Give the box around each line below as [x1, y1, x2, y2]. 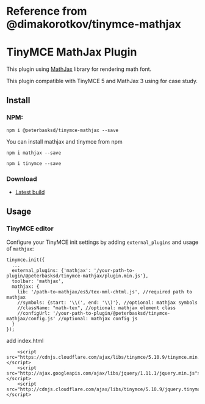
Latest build [15, 188, 45, 196]
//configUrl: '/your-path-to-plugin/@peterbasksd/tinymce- [17, 310, 171, 316]
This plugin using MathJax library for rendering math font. [6, 65, 152, 73]
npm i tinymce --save [6, 160, 62, 166]
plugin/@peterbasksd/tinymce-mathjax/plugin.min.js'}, [6, 273, 149, 279]
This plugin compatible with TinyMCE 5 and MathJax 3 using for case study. [6, 78, 198, 85]
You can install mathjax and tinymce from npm [6, 138, 123, 145]
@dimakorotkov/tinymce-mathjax [6, 17, 181, 31]
